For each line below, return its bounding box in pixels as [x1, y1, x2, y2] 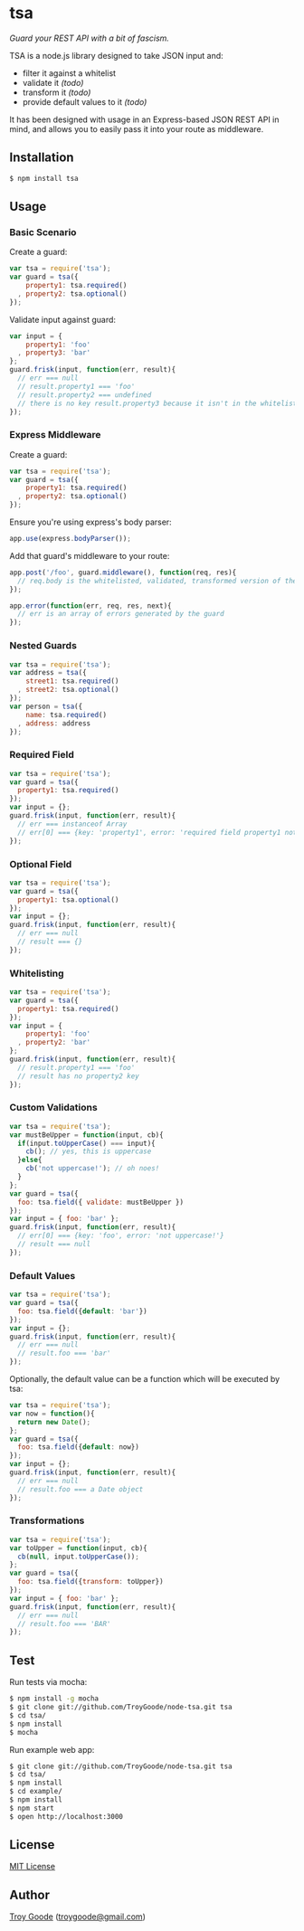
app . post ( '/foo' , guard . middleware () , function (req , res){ [9, 568, 237, 577]
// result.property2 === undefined [17, 390, 152, 400]
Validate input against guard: [9, 314, 116, 325]
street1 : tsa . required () [25, 677, 119, 686]
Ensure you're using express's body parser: [9, 516, 172, 527]
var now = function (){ [9, 1409, 95, 1418]
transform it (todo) [22, 87, 91, 98]
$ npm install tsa [9, 174, 79, 183]
